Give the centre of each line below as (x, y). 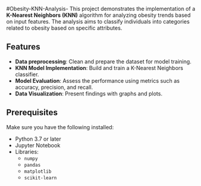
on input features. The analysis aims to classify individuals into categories (98, 21)
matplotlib (38, 172)
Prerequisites (32, 113)
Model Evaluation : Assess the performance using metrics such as (97, 80)
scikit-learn (40, 178)
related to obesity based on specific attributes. (64, 28)
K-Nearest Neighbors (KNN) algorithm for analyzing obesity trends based (99, 15)
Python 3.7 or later (38, 139)
